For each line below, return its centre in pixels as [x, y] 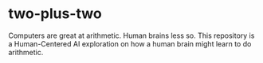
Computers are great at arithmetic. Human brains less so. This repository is [131, 35]
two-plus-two [55, 14]
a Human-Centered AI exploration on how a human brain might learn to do [130, 43]
